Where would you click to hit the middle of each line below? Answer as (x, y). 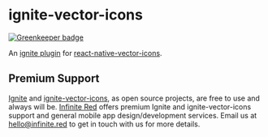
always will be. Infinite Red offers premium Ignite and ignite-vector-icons (130, 106)
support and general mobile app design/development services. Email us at (133, 115)
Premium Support (54, 79)
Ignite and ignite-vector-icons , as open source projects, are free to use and (134, 98)
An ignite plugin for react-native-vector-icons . (85, 53)
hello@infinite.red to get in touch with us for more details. (104, 124)
